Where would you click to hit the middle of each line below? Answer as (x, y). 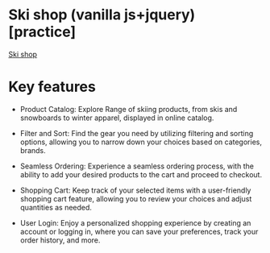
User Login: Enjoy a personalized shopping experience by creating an (135, 222)
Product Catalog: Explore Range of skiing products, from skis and (129, 109)
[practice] (42, 32)
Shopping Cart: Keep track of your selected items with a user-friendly (135, 190)
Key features (52, 87)
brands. (33, 150)
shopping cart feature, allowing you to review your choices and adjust (136, 198)
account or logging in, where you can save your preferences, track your (139, 231)
